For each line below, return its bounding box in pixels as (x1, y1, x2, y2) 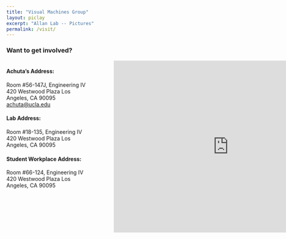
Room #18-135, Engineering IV (6, 128, 82, 135)
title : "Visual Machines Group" (6, 9, 89, 15)
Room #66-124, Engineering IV (6, 169, 84, 176)
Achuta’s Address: (6, 68, 55, 75)
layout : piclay (6, 15, 45, 21)
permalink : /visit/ (6, 26, 56, 32)
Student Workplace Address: (6, 155, 82, 163)
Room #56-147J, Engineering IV (6, 81, 86, 89)
